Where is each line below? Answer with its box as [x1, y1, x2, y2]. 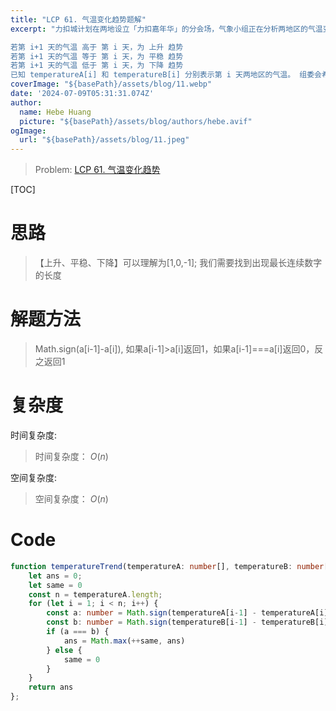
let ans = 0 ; [28, 571, 83, 581]
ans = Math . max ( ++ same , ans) [63, 636, 186, 646]
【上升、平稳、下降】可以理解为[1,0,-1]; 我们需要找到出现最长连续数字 [34, 257, 323, 269]
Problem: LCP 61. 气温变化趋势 [34, 164, 161, 176]
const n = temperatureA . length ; [28, 589, 163, 600]
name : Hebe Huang [19, 107, 92, 117]
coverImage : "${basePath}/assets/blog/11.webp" [10, 79, 213, 90]
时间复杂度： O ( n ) [34, 450, 109, 462]
